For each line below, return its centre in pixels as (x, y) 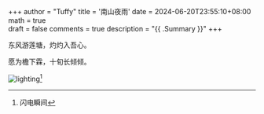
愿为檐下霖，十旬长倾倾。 (49, 62)
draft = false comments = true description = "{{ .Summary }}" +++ (115, 29)
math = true (27, 20)
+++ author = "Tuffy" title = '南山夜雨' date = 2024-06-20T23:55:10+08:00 (130, 11)
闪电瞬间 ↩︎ (37, 102)
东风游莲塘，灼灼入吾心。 (49, 45)
